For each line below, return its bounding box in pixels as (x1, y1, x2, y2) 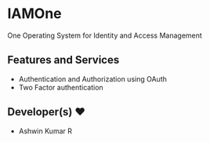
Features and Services (7, 53, 120, 67)
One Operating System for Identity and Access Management (7, 31, 203, 40)
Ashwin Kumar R (18, 126, 72, 136)
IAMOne (7, 5, 62, 23)
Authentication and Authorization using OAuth (18, 74, 168, 83)
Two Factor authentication (18, 82, 103, 92)
